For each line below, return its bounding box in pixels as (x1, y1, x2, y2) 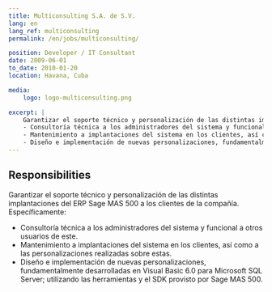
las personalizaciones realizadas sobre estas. (19, 248, 172, 258)
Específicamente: (8, 207, 66, 217)
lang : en (8, 19, 38, 28)
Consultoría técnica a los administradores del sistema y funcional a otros (19, 222, 263, 232)
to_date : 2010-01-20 (8, 64, 79, 73)
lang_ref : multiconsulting (8, 27, 100, 35)
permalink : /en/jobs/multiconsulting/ (8, 34, 139, 43)
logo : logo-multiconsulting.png (23, 94, 132, 102)
